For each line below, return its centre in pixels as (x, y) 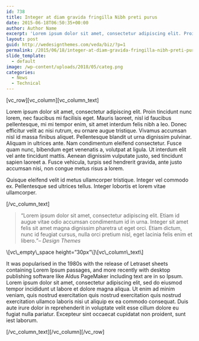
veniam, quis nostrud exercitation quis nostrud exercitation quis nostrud (94, 295)
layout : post (22, 39)
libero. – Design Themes (51, 240)
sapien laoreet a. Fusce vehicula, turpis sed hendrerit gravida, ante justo (94, 162)
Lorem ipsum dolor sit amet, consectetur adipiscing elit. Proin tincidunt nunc (99, 111)
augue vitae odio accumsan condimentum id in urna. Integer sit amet (104, 222)
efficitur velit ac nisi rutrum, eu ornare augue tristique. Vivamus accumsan (96, 130)
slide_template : (26, 56)
